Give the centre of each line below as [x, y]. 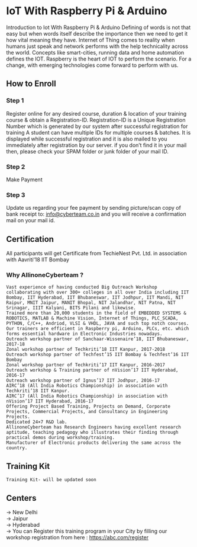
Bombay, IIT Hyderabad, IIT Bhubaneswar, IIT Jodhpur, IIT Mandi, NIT [95, 298]
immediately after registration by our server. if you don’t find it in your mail [96, 145]
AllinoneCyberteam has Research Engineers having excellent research [94, 427]
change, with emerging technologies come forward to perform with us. [92, 65]
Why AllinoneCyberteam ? [45, 275]
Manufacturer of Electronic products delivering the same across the [94, 443]
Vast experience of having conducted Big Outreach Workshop [82, 287]
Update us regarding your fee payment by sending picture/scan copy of [94, 208]
